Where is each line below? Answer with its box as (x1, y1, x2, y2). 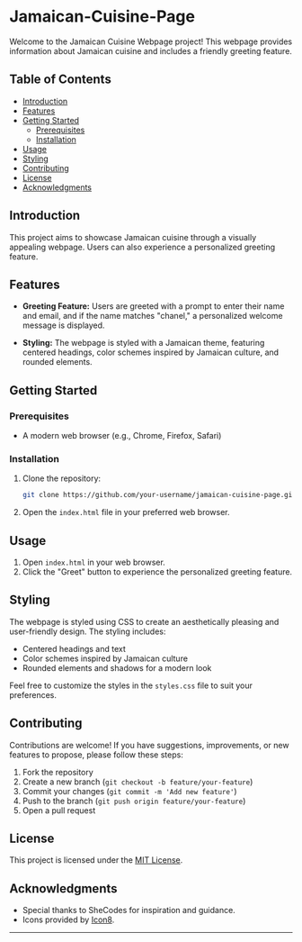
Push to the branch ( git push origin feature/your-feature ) (22, 795, 246, 806)
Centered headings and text (22, 643, 126, 654)
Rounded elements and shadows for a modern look (22, 662, 212, 673)
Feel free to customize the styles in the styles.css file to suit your (9, 680, 253, 691)
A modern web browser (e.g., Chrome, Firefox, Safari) (22, 430, 222, 441)
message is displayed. (22, 320, 105, 331)
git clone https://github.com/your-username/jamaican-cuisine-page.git (22, 491, 297, 500)
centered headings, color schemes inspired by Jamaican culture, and (22, 347, 280, 358)
